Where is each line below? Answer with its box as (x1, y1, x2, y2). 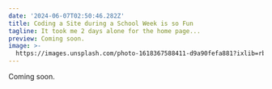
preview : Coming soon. (8, 34, 85, 43)
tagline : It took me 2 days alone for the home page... (8, 27, 201, 35)
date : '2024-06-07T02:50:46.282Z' (8, 11, 125, 20)
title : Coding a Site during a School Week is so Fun (8, 19, 194, 28)
